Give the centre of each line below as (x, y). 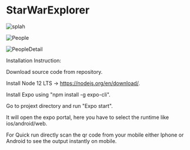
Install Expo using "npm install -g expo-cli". (58, 94)
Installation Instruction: (34, 60)
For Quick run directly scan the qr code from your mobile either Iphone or (95, 135)
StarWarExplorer (48, 10)
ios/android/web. (27, 123)
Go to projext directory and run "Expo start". (59, 105)
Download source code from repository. (54, 71)
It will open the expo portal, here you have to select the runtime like (88, 117)
